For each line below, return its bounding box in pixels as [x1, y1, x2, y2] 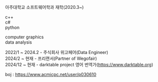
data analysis [5, 39, 32, 45]
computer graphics [5, 34, 44, 40]
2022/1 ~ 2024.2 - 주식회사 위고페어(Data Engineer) [5, 50, 109, 55]
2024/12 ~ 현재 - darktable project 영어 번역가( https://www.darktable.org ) [5, 62, 154, 67]
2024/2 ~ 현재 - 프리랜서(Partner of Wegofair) [5, 55, 97, 61]
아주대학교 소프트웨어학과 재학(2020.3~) [5, 4, 84, 10]
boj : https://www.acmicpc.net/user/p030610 [5, 72, 97, 77]
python [5, 25, 20, 30]
